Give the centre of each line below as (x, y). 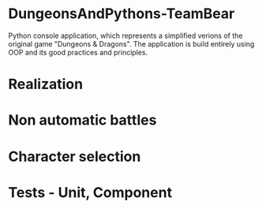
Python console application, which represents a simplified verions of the (125, 35)
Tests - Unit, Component (90, 192)
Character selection (75, 157)
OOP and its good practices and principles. (78, 52)
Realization (46, 84)
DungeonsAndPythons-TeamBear (122, 14)
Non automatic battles (82, 120)
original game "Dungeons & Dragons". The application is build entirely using (131, 43)
